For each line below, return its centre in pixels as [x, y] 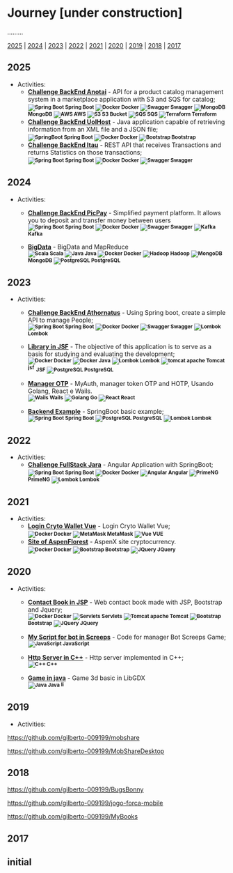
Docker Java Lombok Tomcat [139, 361]
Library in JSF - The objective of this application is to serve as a [120, 347]
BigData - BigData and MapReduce [78, 247]
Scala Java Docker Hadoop [120, 253]
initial [19, 862]
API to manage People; [61, 320]
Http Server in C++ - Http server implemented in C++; [106, 657]
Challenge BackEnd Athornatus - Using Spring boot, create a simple [127, 313]
